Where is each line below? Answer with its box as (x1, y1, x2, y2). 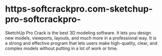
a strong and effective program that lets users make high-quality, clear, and (5, 40, 158, 46)
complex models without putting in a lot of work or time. (5, 45, 118, 51)
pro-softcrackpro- (5, 14, 81, 25)
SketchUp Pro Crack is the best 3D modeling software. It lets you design (5, 30, 151, 36)
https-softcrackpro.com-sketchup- (5, 3, 153, 15)
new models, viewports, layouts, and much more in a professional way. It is (5, 35, 157, 41)
